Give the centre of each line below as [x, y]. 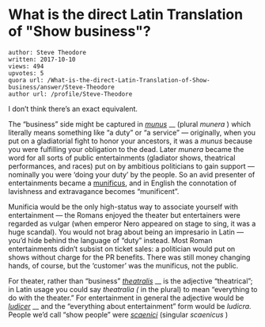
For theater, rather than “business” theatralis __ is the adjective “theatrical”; [131, 281]
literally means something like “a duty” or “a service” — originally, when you [132, 132]
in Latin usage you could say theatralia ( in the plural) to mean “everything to [133, 289]
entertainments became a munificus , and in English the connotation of [123, 183]
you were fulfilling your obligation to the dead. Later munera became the [126, 149]
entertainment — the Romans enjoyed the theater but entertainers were [125, 215]
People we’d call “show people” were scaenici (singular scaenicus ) [118, 314]
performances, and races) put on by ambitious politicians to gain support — [131, 166]
